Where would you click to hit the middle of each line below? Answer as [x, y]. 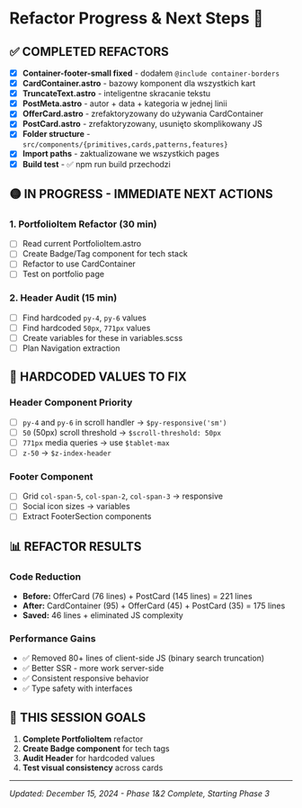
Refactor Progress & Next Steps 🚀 [137, 18]
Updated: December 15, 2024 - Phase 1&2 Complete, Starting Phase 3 [139, 794]
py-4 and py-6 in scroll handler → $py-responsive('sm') [124, 422]
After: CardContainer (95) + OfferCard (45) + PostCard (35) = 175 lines [154, 606]
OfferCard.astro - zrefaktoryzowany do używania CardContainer [142, 114]
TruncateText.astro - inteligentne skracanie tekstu [116, 94]
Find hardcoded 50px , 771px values [86, 328]
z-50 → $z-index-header [67, 453]
